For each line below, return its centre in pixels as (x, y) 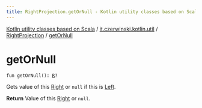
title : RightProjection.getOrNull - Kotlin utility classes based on (95, 12)
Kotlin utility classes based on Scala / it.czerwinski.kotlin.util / (82, 29)
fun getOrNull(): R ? (32, 76)
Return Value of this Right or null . (48, 98)
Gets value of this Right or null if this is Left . (61, 86)
